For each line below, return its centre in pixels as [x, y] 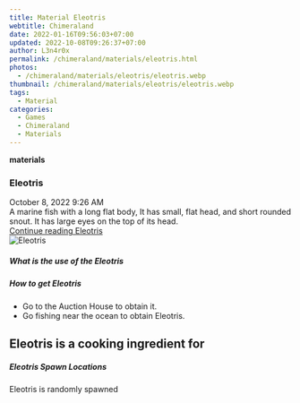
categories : [31, 109]
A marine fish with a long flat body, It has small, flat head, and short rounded [150, 212]
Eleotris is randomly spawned [64, 389]
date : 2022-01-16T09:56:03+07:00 [72, 34]
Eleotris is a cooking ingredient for [107, 343]
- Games [32, 117]
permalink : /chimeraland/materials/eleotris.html [104, 59]
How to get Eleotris [46, 284]
